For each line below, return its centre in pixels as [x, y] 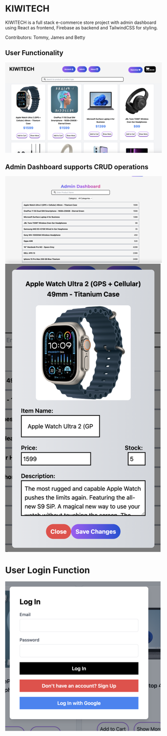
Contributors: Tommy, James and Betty [45, 37]
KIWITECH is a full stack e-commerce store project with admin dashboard [81, 22]
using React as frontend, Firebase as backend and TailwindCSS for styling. [82, 27]
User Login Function [48, 570]
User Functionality [34, 53]
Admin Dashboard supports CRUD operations [77, 167]
